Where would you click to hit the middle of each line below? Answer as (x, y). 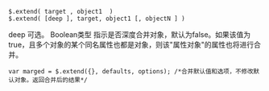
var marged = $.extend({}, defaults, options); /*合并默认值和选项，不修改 (131, 72)
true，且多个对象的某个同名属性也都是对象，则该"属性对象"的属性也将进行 (131, 45)
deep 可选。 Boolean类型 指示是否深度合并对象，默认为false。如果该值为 (130, 35)
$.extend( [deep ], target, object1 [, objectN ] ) (97, 19)
